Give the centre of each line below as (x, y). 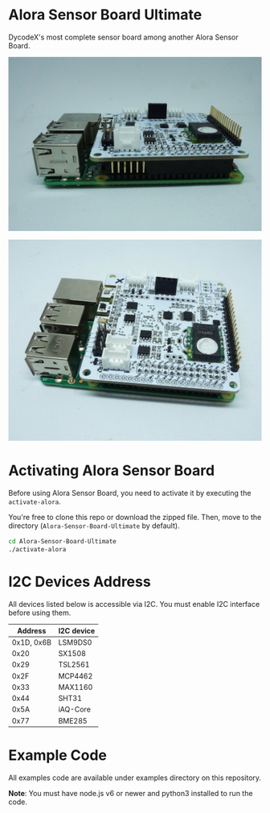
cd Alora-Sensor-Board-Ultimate (62, 541)
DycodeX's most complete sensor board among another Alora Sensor (123, 37)
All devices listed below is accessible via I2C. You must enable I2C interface (134, 605)
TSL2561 (74, 665)
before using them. (40, 613)
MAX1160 (76, 687)
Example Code (57, 755)
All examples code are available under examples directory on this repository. (135, 778)
